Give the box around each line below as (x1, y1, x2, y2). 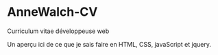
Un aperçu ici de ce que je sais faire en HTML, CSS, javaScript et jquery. (7, 40, 211, 48)
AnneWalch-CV (7, 4, 98, 20)
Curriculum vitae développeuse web (7, 27, 110, 35)
